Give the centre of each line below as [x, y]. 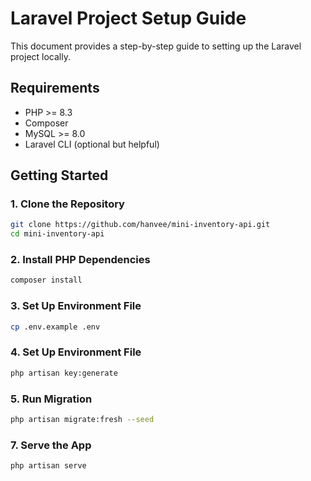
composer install [46, 280]
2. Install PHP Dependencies [80, 260]
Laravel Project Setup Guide [128, 18]
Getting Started [59, 175]
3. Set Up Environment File [76, 306]
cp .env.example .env [55, 327]
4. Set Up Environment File [76, 352]
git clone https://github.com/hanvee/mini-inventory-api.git [140, 225]
